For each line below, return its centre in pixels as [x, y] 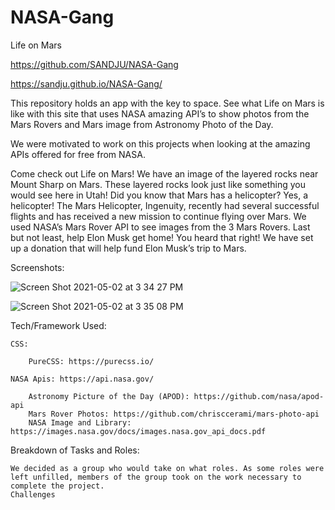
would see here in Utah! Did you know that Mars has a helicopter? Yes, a [159, 195]
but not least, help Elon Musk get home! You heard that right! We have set [162, 237]
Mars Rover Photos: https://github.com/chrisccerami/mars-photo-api [174, 414]
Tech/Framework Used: [58, 325]
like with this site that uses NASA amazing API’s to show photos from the [160, 113]
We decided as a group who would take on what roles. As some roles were [167, 468]
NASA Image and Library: [80, 422]
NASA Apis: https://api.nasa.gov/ [82, 379]
